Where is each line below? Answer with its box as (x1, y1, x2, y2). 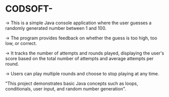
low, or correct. (5, 40, 37, 46)
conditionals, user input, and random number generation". (5, 85, 126, 91)
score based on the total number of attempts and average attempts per (5, 55, 154, 61)
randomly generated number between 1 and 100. (5, 25, 107, 31)
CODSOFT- (5, 3, 53, 15)
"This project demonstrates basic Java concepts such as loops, (5, 80, 139, 86)
